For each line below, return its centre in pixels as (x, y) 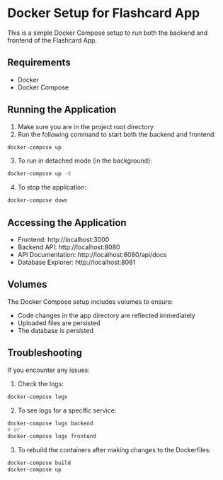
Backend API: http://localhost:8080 (69, 247)
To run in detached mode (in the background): (85, 160)
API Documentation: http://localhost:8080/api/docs (92, 255)
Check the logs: (40, 383)
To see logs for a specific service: (67, 410)
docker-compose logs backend (50, 423)
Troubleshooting (45, 353)
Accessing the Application (67, 223)
